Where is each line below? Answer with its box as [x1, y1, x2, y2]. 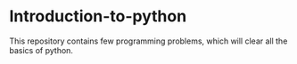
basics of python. [9, 44, 74, 55]
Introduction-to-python [9, 6, 187, 27]
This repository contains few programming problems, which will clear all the [9, 36, 288, 46]
